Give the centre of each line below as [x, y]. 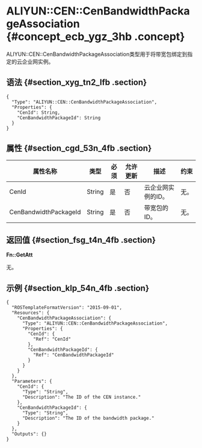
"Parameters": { [32, 381]
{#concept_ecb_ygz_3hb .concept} [96, 37]
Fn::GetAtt [20, 255]
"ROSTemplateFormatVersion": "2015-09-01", [67, 308]
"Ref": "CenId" [52, 339]
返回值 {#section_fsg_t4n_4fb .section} [81, 240]
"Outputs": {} [29, 434]
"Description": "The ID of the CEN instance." [81, 397]
